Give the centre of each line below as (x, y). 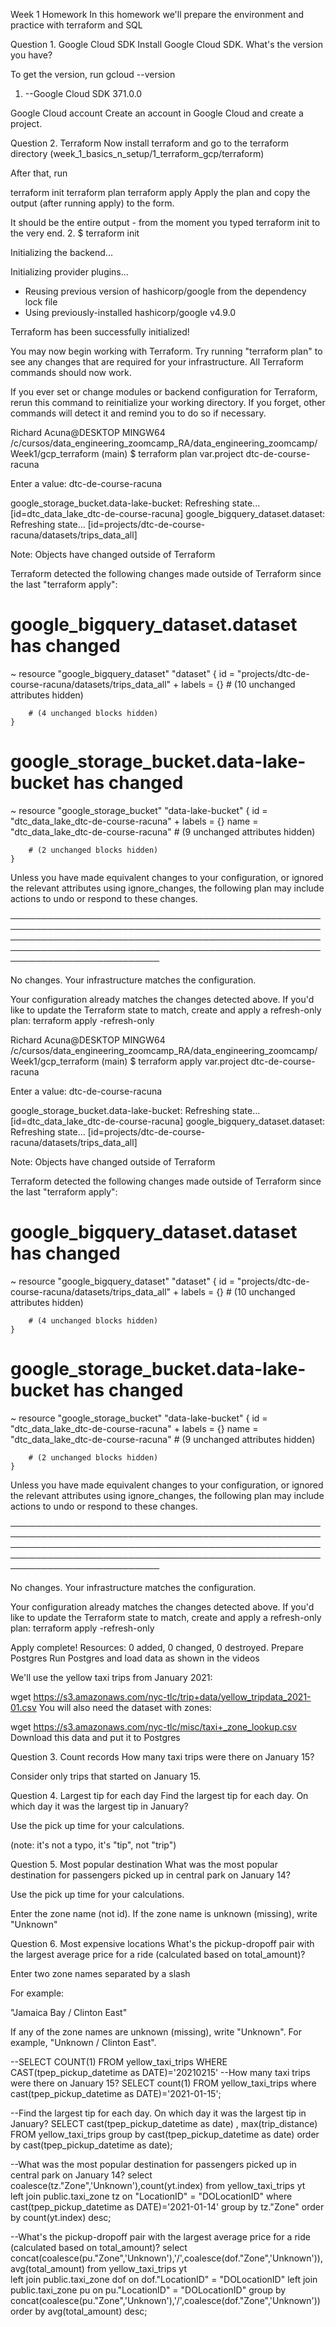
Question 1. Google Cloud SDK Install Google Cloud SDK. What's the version (167, 44)
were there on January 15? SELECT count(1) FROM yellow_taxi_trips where (163, 2083)
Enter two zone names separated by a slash (100, 1973)
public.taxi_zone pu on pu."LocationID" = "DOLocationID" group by (148, 2290)
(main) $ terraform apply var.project (175, 1061)
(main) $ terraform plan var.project (172, 453)
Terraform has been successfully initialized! (100, 332)
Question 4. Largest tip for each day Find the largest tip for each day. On (159, 1795)
